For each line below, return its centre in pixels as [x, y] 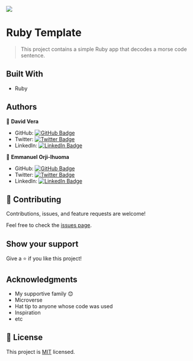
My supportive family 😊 [44, 294]
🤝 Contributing [34, 199]
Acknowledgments [42, 279]
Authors [22, 107]
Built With [25, 74]
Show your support [42, 244]
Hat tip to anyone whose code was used [64, 306]
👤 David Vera [22, 121]
